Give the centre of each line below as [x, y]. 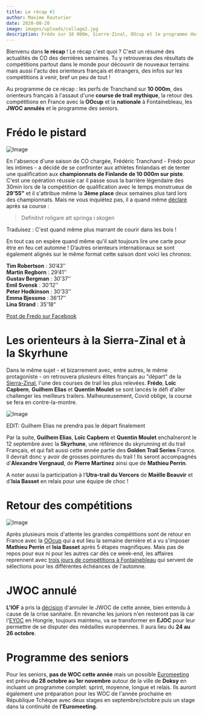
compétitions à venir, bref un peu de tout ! [58, 77]
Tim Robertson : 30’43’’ [36, 266]
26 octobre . [21, 633]
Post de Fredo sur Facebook [41, 316]
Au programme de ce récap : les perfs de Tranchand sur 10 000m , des [95, 89]
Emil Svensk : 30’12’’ [32, 285]
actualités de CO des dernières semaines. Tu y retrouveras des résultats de [100, 58]
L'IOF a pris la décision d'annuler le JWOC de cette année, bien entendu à [98, 607]
